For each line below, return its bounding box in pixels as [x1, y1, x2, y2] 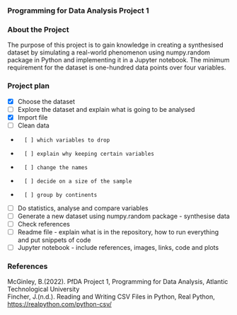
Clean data [17, 121, 50, 130]
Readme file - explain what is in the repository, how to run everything [17, 227, 219, 236]
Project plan [7, 81, 50, 91]
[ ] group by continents [24, 191, 98, 198]
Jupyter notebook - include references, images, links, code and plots [17, 244, 219, 252]
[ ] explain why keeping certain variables [24, 150, 154, 157]
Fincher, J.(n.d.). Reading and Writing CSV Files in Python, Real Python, [7, 292, 215, 301]
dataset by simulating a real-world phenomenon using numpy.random [7, 48, 211, 57]
